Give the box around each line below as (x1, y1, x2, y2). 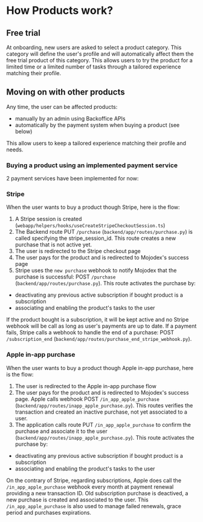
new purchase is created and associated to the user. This (6, 496, 149, 503)
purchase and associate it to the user (14, 428, 108, 435)
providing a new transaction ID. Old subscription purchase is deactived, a (6, 489, 188, 497)
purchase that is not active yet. (14, 241, 92, 248)
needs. (6, 146, 24, 153)
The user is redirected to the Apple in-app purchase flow (14, 382, 157, 389)
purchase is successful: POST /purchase (14, 273, 116, 280)
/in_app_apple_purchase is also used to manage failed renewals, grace (6, 502, 181, 509)
